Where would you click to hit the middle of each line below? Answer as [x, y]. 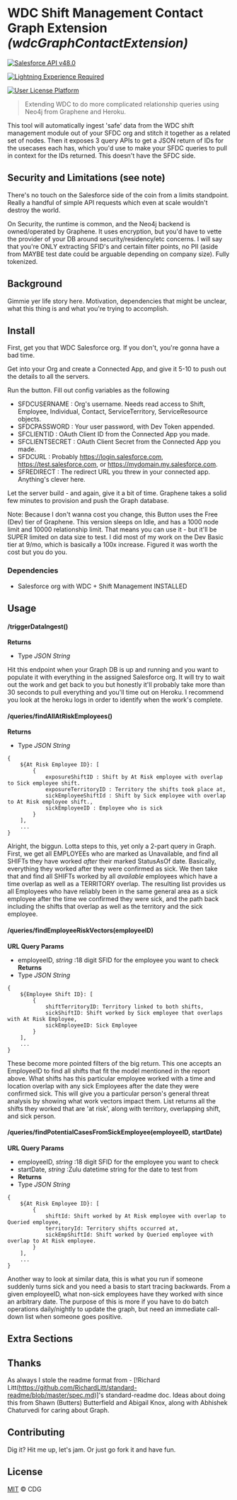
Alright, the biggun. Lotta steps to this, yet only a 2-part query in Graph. [112, 846]
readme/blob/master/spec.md [51, 1395]
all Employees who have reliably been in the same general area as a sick [112, 891]
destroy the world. [34, 210]
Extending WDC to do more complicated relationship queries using [122, 104]
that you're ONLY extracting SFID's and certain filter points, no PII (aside [113, 246]
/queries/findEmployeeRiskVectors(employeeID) [81, 930]
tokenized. [23, 261]
